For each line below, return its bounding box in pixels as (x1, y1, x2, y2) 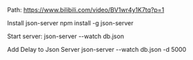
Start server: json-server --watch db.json (7, 32, 124, 40)
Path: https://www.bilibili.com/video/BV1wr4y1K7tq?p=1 (7, 6, 165, 14)
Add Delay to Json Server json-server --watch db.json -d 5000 (7, 46, 187, 53)
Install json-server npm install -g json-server (7, 19, 134, 27)
